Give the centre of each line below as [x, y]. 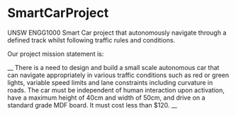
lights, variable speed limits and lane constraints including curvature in [110, 82]
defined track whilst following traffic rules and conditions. [91, 40]
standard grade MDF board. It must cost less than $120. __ [92, 105]
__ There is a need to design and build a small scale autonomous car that [113, 67]
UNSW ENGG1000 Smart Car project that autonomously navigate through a [117, 33]
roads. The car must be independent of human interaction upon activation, [116, 90]
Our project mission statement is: [56, 54]
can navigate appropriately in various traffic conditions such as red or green [118, 75]
